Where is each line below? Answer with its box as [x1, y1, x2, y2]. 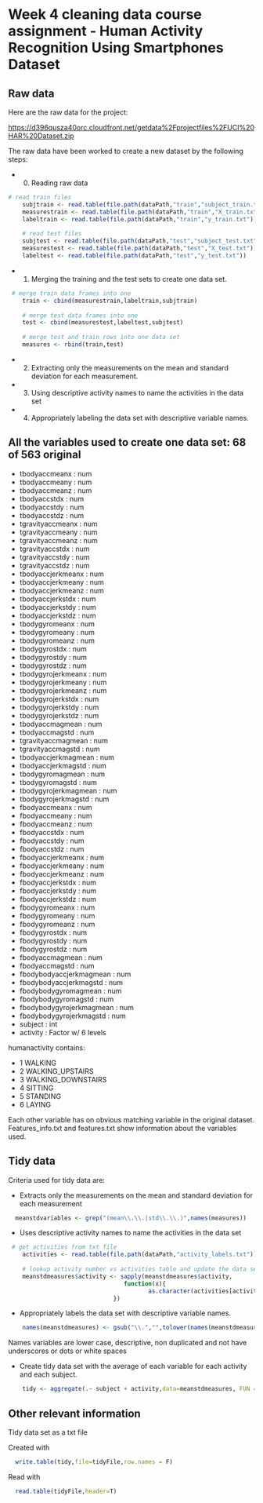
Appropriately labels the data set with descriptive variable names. [19, 1308, 231, 1318]
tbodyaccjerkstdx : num [19, 594, 96, 604]
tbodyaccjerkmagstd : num [19, 761, 107, 770]
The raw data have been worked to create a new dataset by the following [8, 147, 244, 155]
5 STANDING [19, 1091, 61, 1100]
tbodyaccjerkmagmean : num [19, 752, 115, 762]
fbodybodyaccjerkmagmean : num [19, 969, 131, 979]
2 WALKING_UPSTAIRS [19, 1066, 94, 1076]
